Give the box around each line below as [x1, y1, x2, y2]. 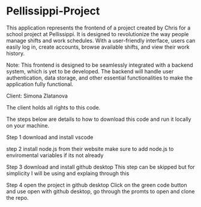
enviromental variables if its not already [6, 152, 104, 159]
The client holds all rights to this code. [6, 103, 101, 111]
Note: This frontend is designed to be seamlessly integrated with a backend [6, 61, 193, 69]
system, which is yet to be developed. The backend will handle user [6, 67, 174, 75]
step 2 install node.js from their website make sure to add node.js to [6, 145, 174, 152]
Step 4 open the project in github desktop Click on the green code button [6, 181, 187, 188]
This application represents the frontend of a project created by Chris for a [6, 24, 191, 31]
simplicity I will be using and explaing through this [6, 170, 130, 177]
